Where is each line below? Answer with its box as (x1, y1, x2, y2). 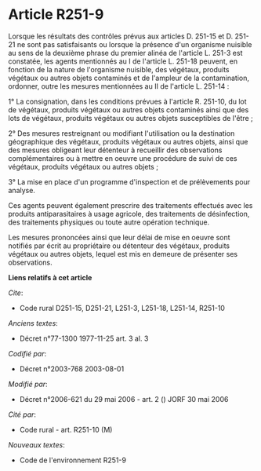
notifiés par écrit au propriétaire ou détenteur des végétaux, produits (8, 241, 230, 250)
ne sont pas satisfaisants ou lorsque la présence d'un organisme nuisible (16, 39, 252, 49)
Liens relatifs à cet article (8, 272, 92, 282)
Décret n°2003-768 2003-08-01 (19, 363, 125, 374)
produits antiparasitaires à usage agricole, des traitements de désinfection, (8, 209, 250, 218)
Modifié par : (8, 379, 49, 389)
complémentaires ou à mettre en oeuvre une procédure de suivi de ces (8, 153, 237, 162)
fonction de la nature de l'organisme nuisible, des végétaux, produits (8, 64, 230, 74)
